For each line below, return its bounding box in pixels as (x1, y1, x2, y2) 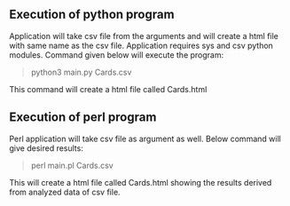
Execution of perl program (9, 110, 157, 125)
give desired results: (9, 142, 84, 154)
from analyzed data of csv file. (9, 186, 121, 197)
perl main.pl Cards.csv (30, 160, 114, 170)
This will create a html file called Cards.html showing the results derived (9, 177, 272, 187)
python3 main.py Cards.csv (30, 67, 132, 77)
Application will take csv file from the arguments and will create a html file (9, 30, 279, 41)
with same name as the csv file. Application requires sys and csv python (9, 40, 273, 51)
